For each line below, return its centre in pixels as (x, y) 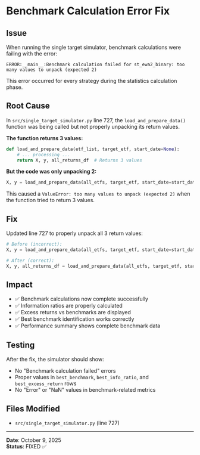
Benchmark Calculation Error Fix (88, 11)
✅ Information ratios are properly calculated (69, 306)
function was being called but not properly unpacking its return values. (93, 126)
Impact (19, 285)
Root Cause (28, 106)
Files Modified (33, 409)
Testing (21, 345)
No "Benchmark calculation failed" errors (65, 371)
